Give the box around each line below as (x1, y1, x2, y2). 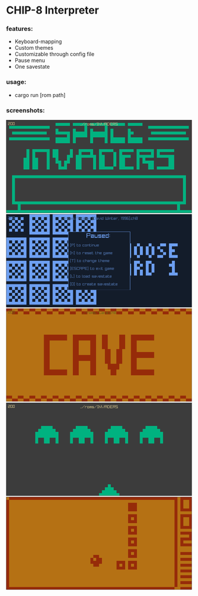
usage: (6, 78, 27, 86)
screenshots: (6, 106, 45, 114)
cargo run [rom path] (14, 91, 66, 98)
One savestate (14, 63, 50, 70)
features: (6, 25, 34, 33)
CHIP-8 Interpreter (6, 4, 99, 17)
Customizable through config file (14, 51, 95, 58)
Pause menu (14, 57, 45, 64)
